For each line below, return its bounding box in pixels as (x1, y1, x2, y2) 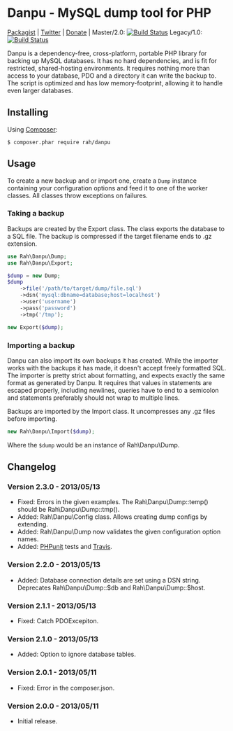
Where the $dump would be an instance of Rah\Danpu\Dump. (7, 440, 180, 449)
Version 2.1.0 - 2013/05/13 (7, 634, 99, 643)
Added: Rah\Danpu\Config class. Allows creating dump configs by (17, 513, 208, 521)
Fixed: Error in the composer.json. (17, 683, 115, 692)
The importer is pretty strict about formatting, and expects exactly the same (7, 371, 225, 380)
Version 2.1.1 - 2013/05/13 (7, 601, 96, 611)
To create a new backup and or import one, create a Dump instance (7, 176, 197, 185)
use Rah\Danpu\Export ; (7, 259, 73, 267)
